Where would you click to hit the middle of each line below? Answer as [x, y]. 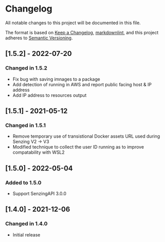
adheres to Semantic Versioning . [39, 38]
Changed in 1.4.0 [26, 224]
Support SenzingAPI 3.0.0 [39, 194]
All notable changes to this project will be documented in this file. [73, 23]
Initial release [26, 234]
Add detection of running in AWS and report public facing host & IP [82, 84]
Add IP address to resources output [49, 95]
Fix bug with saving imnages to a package [56, 79]
